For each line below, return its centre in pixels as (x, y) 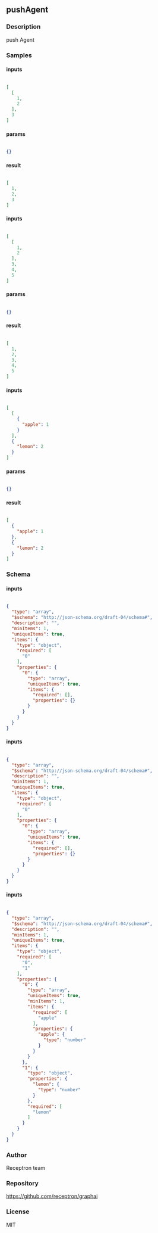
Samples (19, 55)
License (18, 1212)
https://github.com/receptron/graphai (52, 1196)
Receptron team (26, 1168)
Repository (22, 1184)
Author (17, 1155)
